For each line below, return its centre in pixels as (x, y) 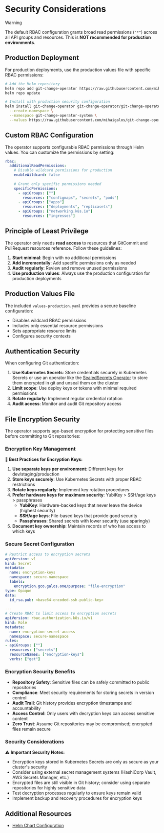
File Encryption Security (43, 419)
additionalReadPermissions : (38, 166)
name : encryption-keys (32, 572)
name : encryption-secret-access (42, 632)
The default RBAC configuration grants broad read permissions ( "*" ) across (81, 32)
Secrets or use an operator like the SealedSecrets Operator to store (80, 378)
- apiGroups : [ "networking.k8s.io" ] (55, 212)
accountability (26, 708)
